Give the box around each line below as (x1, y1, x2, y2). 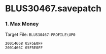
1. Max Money (5, 21, 39, 27)
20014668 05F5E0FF (5, 41, 43, 46)
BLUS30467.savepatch (5, 3, 102, 14)
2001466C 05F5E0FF (5, 45, 43, 51)
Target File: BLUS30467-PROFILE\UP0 (5, 31, 75, 37)
